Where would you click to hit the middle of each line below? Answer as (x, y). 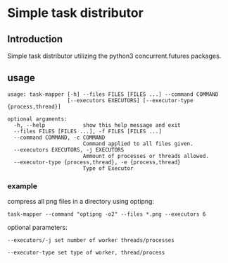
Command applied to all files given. (138, 143)
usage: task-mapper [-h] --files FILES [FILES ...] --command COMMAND (113, 94)
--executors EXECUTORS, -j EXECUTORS (69, 149)
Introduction (35, 39)
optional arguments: (38, 119)
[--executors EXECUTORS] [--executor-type (130, 100)
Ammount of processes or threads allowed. (146, 156)
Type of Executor (108, 168)
